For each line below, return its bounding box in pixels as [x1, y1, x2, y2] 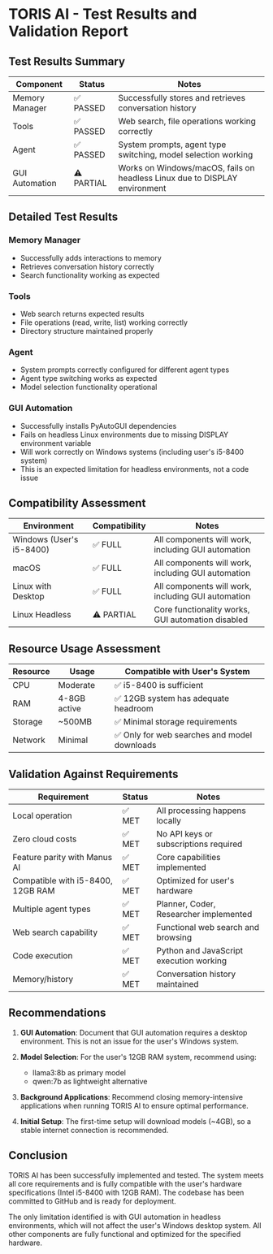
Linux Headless [12, 609, 71, 621]
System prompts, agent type [118, 139, 227, 150]
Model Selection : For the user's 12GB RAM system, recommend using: [19, 1052, 258, 1062]
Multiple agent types [12, 903, 91, 915]
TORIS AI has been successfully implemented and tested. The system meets [8, 1170, 264, 1180]
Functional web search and [156, 922, 260, 933]
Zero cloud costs [12, 833, 77, 845]
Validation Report [8, 22, 128, 41]
